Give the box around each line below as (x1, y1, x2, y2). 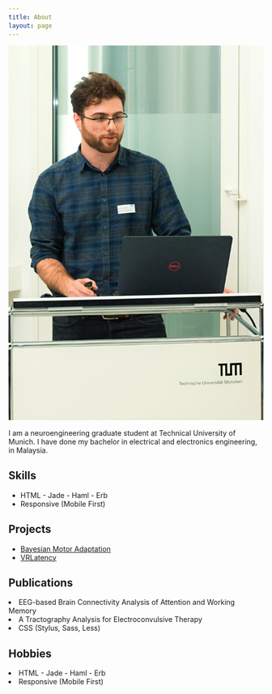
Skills (8, 469, 36, 483)
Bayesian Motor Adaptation (19, 543, 112, 554)
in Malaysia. (8, 445, 49, 455)
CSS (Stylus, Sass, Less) (19, 624, 101, 633)
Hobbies (8, 646, 53, 660)
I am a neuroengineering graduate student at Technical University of (8, 428, 236, 437)
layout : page (8, 21, 53, 30)
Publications (8, 576, 74, 590)
